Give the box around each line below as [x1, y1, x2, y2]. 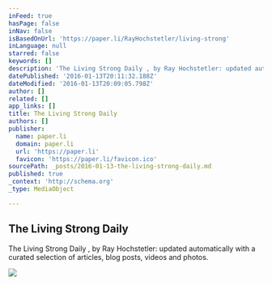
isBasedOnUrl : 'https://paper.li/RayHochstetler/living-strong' [8, 34, 230, 43]
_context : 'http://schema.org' [8, 177, 114, 186]
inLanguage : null [8, 42, 67, 50]
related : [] [8, 95, 49, 103]
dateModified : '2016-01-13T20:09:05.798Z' [8, 79, 154, 87]
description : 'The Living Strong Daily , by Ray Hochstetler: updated [8, 65, 252, 73]
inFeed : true [8, 11, 53, 20]
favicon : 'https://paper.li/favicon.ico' [15, 155, 158, 163]
